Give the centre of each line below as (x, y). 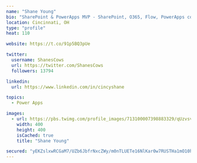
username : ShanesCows (38, 60)
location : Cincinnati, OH (38, 22)
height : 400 (31, 130)
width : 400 (30, 124)
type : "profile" (26, 28)
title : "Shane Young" (43, 141)
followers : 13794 (33, 71)
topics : (16, 97)
